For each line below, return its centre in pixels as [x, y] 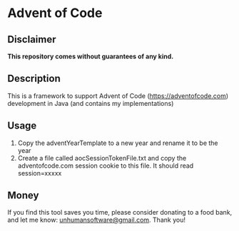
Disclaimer [32, 39]
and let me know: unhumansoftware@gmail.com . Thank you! [96, 220]
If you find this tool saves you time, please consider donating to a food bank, [120, 213]
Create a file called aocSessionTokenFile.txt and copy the [102, 158]
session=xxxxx [40, 173]
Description [34, 79]
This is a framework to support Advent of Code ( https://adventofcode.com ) [118, 96]
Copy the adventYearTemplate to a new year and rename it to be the [118, 143]
